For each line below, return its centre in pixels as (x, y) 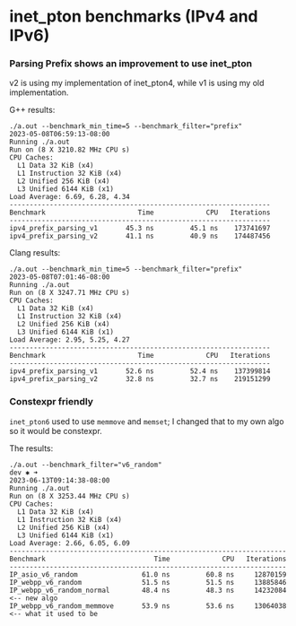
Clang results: (35, 253)
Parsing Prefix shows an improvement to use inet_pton (131, 64)
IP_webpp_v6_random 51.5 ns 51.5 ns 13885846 (148, 582)
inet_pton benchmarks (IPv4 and (134, 17)
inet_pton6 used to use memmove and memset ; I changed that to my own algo (147, 421)
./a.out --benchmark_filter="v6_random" (86, 465)
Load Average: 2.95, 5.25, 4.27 (70, 340)
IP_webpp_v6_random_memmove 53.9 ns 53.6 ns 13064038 (148, 606)
